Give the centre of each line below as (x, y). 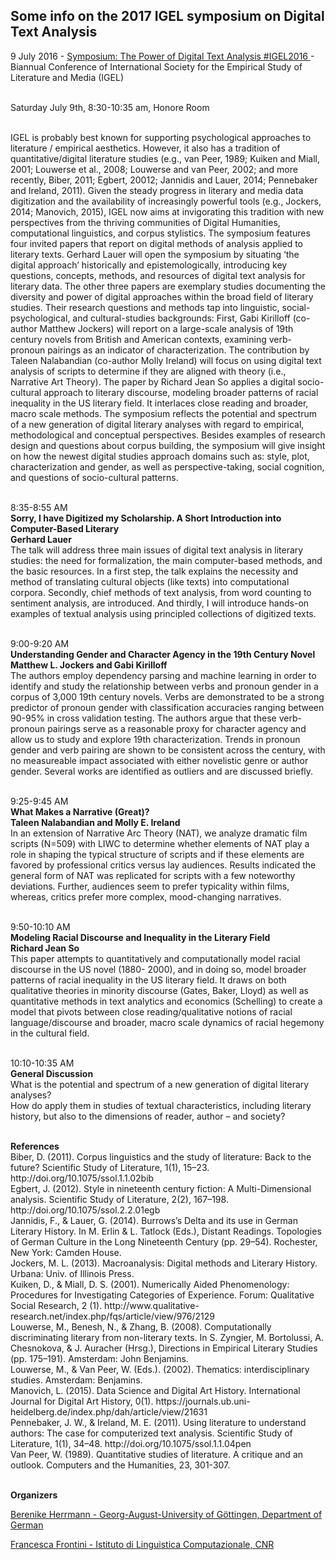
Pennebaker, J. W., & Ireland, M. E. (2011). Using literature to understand (158, 1422)
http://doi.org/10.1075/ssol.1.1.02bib (82, 1178)
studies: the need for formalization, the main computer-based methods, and (166, 560)
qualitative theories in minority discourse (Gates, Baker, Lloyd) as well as (159, 990)
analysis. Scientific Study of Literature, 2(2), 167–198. (119, 1199)
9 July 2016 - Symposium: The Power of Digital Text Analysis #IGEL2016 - (162, 56)
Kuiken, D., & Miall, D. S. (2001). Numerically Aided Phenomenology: (150, 1284)
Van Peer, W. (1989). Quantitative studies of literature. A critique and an (157, 1454)
